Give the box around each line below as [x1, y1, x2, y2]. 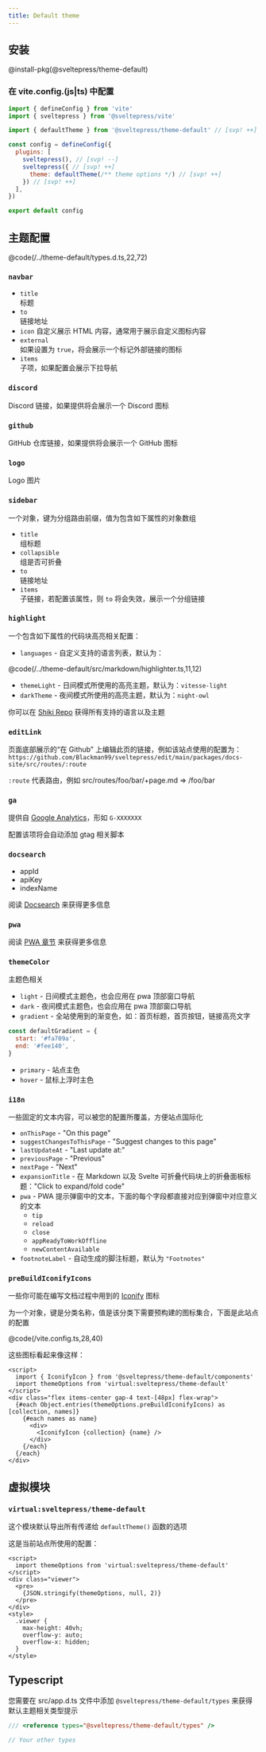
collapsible [19, 548, 60, 557]
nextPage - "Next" [19, 1162, 78, 1172]
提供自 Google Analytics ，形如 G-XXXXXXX [8, 813, 142, 822]
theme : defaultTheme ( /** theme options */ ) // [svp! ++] [29, 170, 222, 178]
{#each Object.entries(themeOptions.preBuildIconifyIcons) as [15, 1401, 226, 1409]
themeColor [8, 957, 50, 966]
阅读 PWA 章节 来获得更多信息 [8, 937, 107, 947]
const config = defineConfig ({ [8, 141, 112, 149]
